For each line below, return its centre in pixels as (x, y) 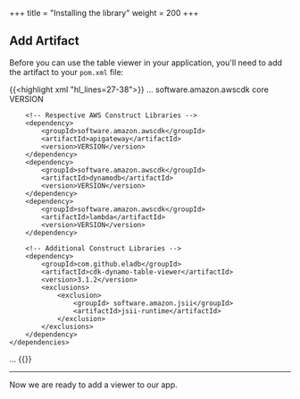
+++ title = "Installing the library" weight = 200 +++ (104, 13)
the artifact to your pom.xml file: (67, 72)
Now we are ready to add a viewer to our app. (93, 385)
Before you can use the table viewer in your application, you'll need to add (146, 63)
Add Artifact (44, 41)
